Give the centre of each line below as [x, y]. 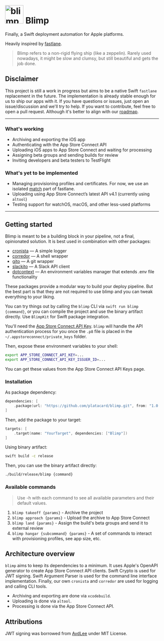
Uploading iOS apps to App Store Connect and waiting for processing [82, 150]
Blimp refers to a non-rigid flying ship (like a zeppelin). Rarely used [84, 53]
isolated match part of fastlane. [43, 189]
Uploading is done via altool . [42, 601]
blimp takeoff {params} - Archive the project [58, 512]
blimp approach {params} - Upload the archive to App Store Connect [81, 518]
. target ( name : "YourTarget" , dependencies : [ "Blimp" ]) [71, 433]
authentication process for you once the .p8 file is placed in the [69, 332]
